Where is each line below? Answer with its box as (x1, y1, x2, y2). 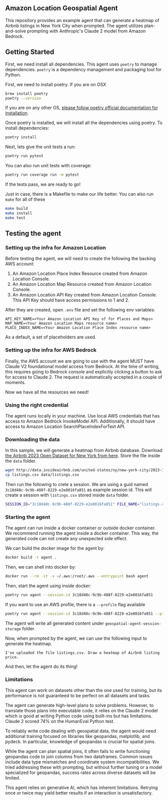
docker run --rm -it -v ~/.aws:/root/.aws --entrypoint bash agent (5, 574, 149, 579)
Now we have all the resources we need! (5, 389, 89, 395)
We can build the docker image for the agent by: (5, 545, 105, 551)
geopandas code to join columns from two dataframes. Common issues (5, 753, 152, 759)
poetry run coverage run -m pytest (5, 172, 79, 177)
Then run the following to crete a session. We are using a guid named (5, 481, 148, 487)
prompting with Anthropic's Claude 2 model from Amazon (27, 28, 146, 34)
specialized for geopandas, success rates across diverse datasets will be (5, 769, 156, 775)
